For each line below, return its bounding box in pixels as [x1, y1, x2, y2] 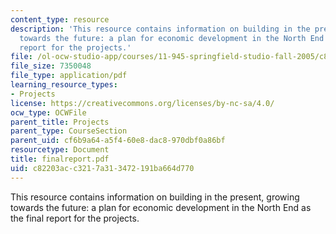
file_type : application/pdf [10, 71, 128, 81]
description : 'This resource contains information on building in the [10, 24, 311, 34]
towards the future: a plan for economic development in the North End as [10, 201, 312, 213]
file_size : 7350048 [10, 61, 92, 71]
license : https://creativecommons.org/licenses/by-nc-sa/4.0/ [10, 98, 275, 108]
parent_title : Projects [10, 117, 110, 127]
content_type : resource [10, 14, 110, 25]
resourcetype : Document [10, 145, 110, 155]
